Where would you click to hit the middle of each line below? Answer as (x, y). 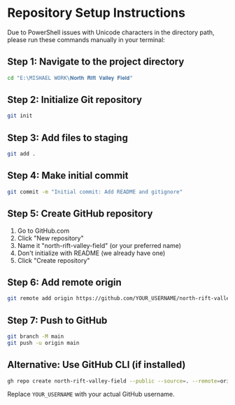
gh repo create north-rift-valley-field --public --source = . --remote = (114, 381)
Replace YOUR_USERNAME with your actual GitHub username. (91, 394)
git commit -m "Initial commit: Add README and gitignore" (95, 192)
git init (20, 116)
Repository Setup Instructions (96, 13)
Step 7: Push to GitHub (57, 320)
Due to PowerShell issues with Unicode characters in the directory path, (111, 32)
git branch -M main (36, 336)
